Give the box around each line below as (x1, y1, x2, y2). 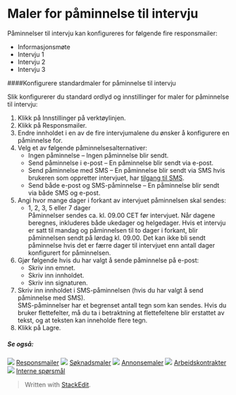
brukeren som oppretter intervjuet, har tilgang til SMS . (27, 174, 185, 182)
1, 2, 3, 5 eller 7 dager (27, 203, 91, 212)
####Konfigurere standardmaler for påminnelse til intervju (7, 78, 176, 87)
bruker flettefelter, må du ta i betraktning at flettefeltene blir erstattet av (17, 308, 225, 317)
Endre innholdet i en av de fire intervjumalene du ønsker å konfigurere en (17, 128, 230, 137)
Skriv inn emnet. (27, 263, 76, 272)
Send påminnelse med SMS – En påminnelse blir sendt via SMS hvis (27, 166, 225, 174)
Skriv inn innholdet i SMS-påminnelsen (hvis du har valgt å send (17, 286, 204, 294)
